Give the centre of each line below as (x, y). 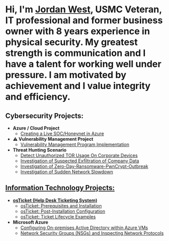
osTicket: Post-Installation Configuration (63, 211)
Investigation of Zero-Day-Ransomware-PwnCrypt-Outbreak (84, 166)
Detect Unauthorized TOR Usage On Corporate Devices (79, 155)
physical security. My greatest (72, 42)
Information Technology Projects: (60, 188)
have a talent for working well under (83, 64)
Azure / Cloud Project (36, 128)
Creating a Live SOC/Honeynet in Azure (62, 134)
